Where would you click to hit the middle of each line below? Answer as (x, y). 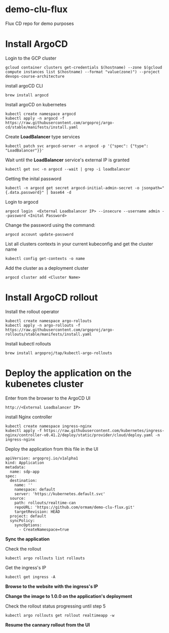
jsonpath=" (153, 188)
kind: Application (25, 463)
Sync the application (27, 539)
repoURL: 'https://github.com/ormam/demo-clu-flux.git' (75, 507)
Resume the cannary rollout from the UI (48, 625)
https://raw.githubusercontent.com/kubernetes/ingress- (104, 430)
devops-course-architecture (35, 76)
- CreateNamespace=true (44, 529)
